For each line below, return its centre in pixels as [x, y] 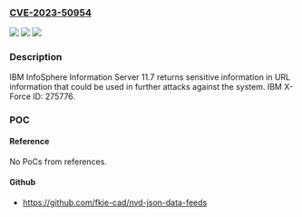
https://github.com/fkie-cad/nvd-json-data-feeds [115, 202]
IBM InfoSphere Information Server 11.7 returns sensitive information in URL [150, 77]
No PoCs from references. [58, 162]
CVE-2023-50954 [51, 13]
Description [36, 57]
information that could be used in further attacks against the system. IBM [146, 86]
